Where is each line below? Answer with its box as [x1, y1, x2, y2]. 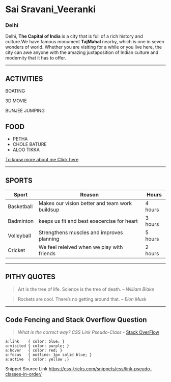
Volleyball [8, 232, 32, 239]
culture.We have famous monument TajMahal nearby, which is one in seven [5, 39, 164, 45]
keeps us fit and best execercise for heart [38, 217, 138, 224]
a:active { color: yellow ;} [5, 357, 70, 362]
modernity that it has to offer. [5, 55, 66, 61]
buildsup [38, 206, 60, 213]
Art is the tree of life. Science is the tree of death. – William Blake [17, 286, 154, 292]
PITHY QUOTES [5, 273, 56, 281]
